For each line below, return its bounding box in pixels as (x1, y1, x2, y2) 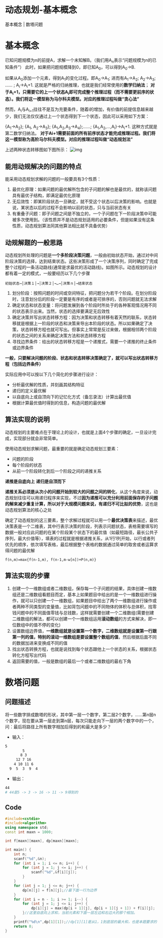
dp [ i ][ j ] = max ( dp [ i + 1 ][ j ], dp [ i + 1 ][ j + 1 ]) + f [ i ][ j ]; (31, 906, 155, 911)
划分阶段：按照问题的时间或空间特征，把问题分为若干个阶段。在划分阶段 (12, 290, 157, 296)
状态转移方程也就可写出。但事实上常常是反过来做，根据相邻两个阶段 (20, 327, 157, 332)
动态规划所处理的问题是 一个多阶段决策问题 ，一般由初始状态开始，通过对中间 (5, 252, 158, 258)
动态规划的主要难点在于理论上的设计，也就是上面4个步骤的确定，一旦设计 (5, 429, 153, 435)
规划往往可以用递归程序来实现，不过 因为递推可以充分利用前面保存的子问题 (9, 494, 158, 500)
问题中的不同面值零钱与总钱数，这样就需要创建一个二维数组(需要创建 (16, 609, 154, 615)
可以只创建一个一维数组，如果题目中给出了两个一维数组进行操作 (25, 597, 153, 603)
